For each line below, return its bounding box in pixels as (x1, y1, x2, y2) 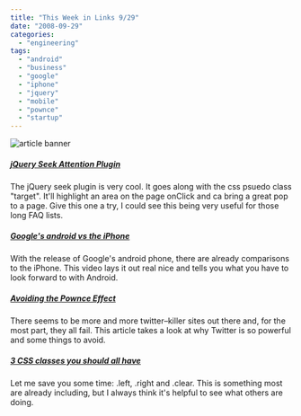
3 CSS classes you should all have (10, 355, 142, 366)
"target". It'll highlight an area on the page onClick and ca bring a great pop (10, 190, 288, 202)
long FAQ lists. (10, 210, 64, 221)
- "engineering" (18, 38, 79, 48)
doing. (10, 397, 34, 407)
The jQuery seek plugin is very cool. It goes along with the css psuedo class (10, 181, 292, 192)
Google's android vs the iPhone (10, 230, 130, 241)
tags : (10, 47, 31, 56)
